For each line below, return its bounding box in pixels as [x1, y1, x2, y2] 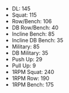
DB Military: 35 [11, 49, 49, 56]
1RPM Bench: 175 [11, 81, 54, 88]
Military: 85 [11, 43, 40, 50]
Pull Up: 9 [11, 62, 36, 69]
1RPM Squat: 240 [11, 69, 55, 75]
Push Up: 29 [11, 56, 43, 63]
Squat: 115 [11, 11, 37, 18]
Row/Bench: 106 [11, 18, 52, 24]
